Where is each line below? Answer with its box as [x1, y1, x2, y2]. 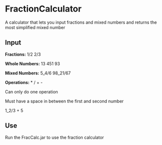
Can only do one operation [5, 88, 58, 95]
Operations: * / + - [5, 79, 43, 85]
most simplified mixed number [5, 24, 65, 30]
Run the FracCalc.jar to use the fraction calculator [5, 134, 104, 140]
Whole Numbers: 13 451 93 [5, 60, 60, 66]
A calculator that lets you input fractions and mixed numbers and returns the [5, 19, 157, 25]
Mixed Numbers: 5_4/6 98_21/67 [5, 70, 71, 76]
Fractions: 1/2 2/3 [5, 51, 41, 57]
